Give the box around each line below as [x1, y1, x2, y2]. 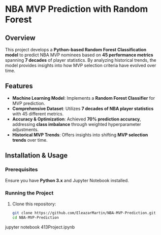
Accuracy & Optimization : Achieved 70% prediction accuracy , [12, 116, 141, 122]
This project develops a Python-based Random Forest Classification [5, 47, 147, 52]
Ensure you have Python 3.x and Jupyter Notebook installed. [5, 177, 129, 183]
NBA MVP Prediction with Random [5, 3, 148, 15]
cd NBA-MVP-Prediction [12, 215, 59, 220]
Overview [5, 34, 36, 42]
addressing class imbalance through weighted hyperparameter [12, 121, 141, 127]
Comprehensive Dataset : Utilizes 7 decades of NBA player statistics [12, 105, 154, 112]
